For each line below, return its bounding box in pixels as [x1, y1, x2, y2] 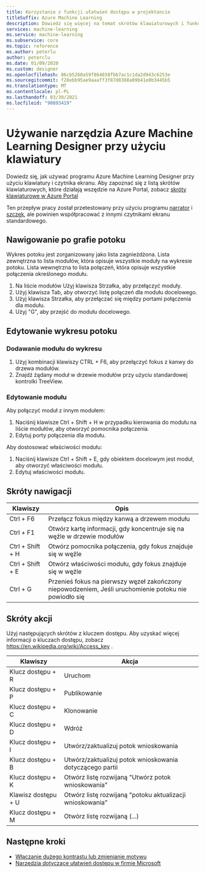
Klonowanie [63, 706, 98, 715]
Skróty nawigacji [6, 486, 72, 496]
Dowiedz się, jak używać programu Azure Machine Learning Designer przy [6, 173, 195, 180]
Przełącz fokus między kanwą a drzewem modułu [48, 515, 190, 523]
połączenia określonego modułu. [6, 270, 88, 278]
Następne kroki [6, 836, 66, 847]
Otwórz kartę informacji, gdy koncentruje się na [48, 524, 184, 533]
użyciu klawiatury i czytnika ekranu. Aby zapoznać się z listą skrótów [6, 179, 180, 187]
